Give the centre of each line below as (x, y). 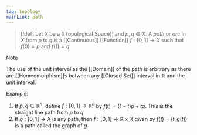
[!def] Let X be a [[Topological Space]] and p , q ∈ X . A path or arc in (103, 33)
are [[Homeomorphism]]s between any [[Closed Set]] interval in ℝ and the (96, 75)
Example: (17, 93)
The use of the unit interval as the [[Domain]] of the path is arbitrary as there (98, 69)
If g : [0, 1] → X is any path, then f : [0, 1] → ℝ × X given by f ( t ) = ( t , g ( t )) (101, 119)
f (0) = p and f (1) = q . (46, 46)
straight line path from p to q (49, 113)
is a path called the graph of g (51, 126)
